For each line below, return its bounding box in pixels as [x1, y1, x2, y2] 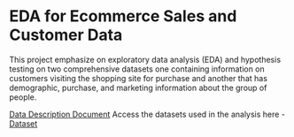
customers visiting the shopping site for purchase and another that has [9, 72, 268, 83]
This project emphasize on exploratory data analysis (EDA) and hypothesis [9, 54, 282, 65]
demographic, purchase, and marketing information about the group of [9, 82, 267, 93]
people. [9, 91, 37, 103]
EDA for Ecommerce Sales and [9, 6, 237, 27]
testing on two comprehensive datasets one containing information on [9, 64, 266, 74]
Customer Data [9, 25, 123, 45]
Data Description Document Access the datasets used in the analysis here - [9, 109, 286, 119]
